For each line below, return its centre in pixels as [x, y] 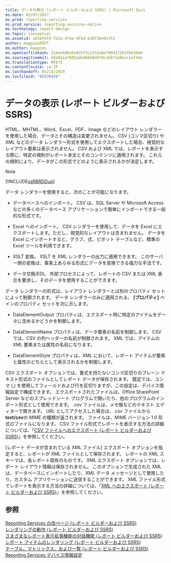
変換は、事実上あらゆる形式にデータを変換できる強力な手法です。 [95, 263]
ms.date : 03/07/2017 [27, 15]
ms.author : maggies [26, 48]
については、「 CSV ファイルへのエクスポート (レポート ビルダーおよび [78, 430]
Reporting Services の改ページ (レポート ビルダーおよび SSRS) [71, 523]
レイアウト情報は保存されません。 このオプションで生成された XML [91, 466]
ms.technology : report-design [38, 29]
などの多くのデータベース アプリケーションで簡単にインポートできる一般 [89, 209]
